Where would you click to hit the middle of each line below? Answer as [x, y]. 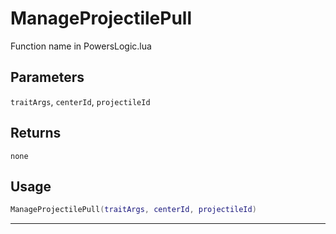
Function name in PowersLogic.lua [81, 46]
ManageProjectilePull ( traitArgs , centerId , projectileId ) [133, 210]
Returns [36, 133]
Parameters [47, 77]
